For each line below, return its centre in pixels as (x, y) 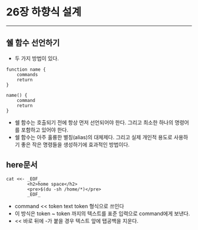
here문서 (22, 165)
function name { (26, 69)
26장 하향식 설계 (44, 12)
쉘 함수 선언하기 (33, 43)
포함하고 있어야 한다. (45, 130)
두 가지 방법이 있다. (37, 58)
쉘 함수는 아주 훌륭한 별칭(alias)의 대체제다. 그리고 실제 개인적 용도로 (93, 137)
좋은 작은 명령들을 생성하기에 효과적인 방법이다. (75, 144)
